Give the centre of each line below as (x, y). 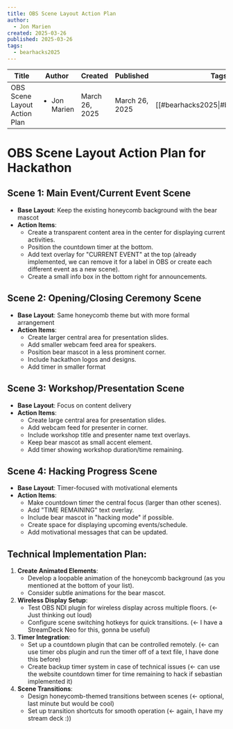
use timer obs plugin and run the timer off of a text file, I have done (123, 652)
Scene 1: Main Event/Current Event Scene (99, 193)
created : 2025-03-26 (37, 33)
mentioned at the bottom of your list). (81, 586)
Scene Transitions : (45, 689)
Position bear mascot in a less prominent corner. (97, 352)
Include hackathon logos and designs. (82, 359)
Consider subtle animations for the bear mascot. (96, 593)
